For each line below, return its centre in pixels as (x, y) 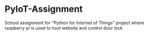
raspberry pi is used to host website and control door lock (64, 28)
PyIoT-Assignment (44, 9)
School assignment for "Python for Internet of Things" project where (74, 23)
